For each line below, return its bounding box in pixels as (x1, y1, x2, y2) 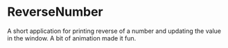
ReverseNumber (7, 4, 104, 20)
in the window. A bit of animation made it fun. (7, 34, 137, 42)
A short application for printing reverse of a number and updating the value (7, 27, 222, 35)
